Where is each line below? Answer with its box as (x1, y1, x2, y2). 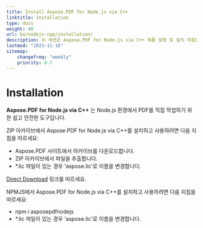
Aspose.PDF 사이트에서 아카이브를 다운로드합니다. (14, 147, 135, 155)
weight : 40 (6, 25, 34, 32)
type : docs (6, 20, 34, 26)
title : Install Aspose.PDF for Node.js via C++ (6, 8, 129, 15)
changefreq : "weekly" (17, 54, 71, 60)
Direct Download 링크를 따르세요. (6, 175, 86, 183)
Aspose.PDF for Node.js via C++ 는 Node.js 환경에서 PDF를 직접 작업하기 (6, 107, 186, 114)
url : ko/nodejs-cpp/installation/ (6, 32, 94, 38)
